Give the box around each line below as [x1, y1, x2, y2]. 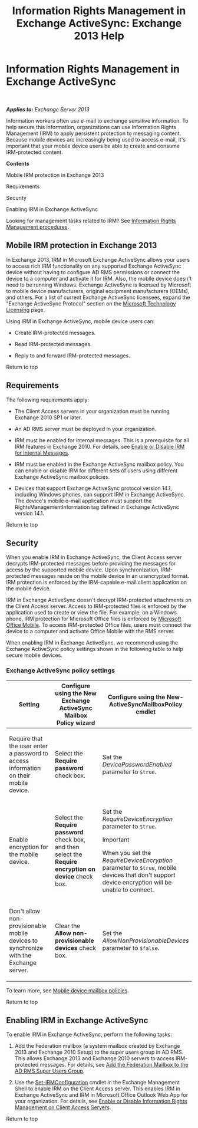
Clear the [55, 922, 81, 930]
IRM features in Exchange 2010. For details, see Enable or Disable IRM [14, 443, 185, 450]
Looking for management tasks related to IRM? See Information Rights [6, 217, 176, 224]
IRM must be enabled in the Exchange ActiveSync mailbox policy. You [14, 461, 184, 468]
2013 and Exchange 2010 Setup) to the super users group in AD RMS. [14, 1048, 184, 1056]
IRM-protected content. [6, 149, 63, 156]
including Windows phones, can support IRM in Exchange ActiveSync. [14, 491, 186, 498]
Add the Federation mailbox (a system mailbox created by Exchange [14, 1043, 180, 1050]
